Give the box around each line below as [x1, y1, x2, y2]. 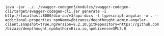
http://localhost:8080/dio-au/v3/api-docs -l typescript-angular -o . [5, 13, 153, 18]
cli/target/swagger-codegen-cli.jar [5, 9, 80, 14]
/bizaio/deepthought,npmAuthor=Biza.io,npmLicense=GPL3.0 [5, 26, 126, 31]
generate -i [82, 9, 107, 14]
